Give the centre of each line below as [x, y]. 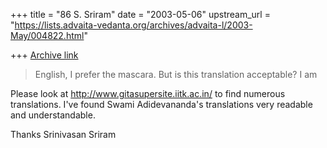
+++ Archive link [44, 55]
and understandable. [53, 115]
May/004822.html [47, 35]
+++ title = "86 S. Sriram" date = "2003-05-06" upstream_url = [140, 14]
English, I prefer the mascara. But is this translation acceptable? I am [176, 74]
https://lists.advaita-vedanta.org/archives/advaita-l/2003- [133, 25]
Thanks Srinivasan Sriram [63, 134]
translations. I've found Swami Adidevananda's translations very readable [161, 104]
